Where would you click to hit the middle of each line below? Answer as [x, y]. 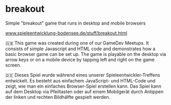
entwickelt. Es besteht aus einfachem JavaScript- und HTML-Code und [80, 80]
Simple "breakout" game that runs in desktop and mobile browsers [76, 23]
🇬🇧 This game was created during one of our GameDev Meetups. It [77, 43]
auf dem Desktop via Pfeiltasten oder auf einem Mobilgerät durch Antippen [84, 91]
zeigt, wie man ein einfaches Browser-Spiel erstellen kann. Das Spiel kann [83, 86]
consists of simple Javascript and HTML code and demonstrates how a [80, 49]
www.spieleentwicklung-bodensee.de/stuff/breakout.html [66, 33]
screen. [13, 65]
